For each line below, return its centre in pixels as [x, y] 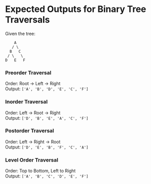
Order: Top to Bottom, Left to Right [40, 171]
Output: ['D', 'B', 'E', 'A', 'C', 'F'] [47, 118]
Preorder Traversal [28, 72]
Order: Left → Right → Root [33, 142]
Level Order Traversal [32, 160]
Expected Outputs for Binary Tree [76, 9]
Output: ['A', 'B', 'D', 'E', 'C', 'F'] [47, 89]
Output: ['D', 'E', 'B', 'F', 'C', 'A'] [47, 147]
